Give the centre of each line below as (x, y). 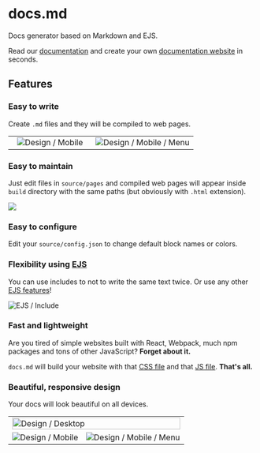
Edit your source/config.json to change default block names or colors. (123, 244)
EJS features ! (30, 290)
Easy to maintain (41, 166)
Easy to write (33, 107)
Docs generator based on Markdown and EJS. (83, 36)
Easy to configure (43, 226)
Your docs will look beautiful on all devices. (78, 404)
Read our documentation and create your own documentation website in (126, 51)
